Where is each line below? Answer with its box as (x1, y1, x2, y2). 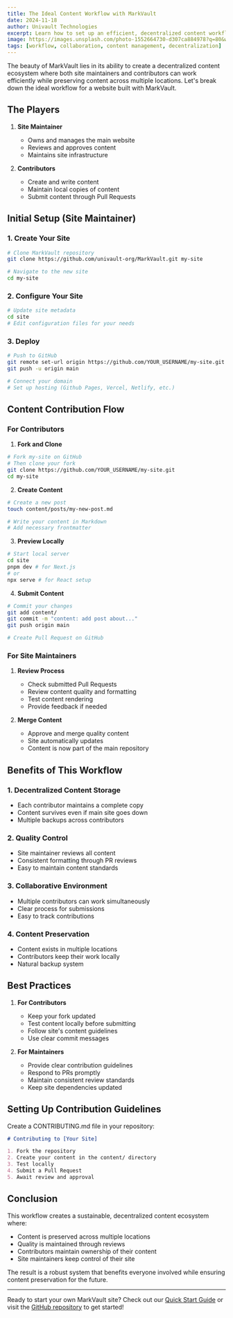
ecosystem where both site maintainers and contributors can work (7, 69, 197, 77)
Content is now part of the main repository (27, 744, 149, 752)
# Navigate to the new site (7, 269, 89, 276)
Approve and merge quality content (27, 729, 130, 738)
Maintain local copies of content (27, 185, 120, 193)
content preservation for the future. (7, 1275, 108, 1284)
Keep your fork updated (27, 1012, 96, 1020)
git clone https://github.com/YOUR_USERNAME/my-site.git (7, 467, 175, 474)
